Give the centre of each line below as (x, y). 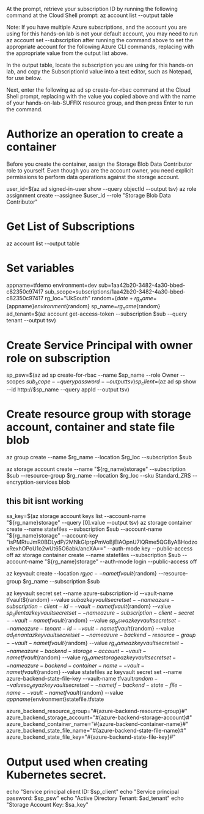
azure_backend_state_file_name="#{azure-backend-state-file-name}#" (96, 731)
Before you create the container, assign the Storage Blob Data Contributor (99, 164)
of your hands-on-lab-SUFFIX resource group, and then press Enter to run (100, 103)
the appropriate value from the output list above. (67, 53)
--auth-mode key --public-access (150, 548)
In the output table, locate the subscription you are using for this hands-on (100, 65)
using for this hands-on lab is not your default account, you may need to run (102, 34)
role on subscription (59, 358)
